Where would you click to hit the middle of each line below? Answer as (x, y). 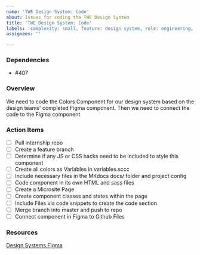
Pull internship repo (39, 143)
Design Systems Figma (34, 245)
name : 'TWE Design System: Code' (48, 12)
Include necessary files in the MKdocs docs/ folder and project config (101, 176)
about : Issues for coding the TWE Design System (68, 17)
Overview (21, 88)
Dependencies (28, 60)
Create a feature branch (44, 149)
